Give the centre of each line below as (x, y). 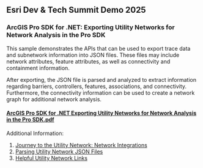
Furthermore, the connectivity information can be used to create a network (101, 93)
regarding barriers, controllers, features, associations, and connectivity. (97, 86)
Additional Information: (35, 133)
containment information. (38, 68)
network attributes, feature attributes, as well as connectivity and (88, 61)
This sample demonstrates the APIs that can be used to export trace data (98, 48)
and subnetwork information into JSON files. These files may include (93, 55)
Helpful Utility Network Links (51, 158)
